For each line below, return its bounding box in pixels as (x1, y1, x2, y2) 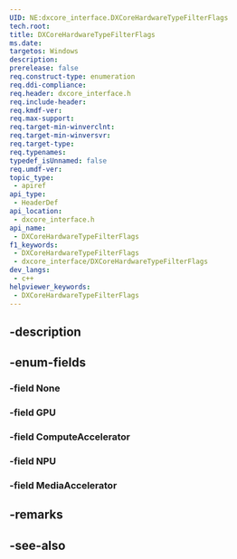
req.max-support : (9, 114, 75, 123)
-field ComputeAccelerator (9, 431, 131, 443)
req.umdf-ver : (9, 165, 63, 174)
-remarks (9, 507, 63, 523)
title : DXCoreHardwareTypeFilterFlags (9, 30, 156, 39)
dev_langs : (9, 266, 51, 275)
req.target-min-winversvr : (9, 131, 111, 140)
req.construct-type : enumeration (9, 72, 136, 81)
